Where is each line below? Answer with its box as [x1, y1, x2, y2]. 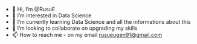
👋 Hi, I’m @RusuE [11, 6, 56, 12]
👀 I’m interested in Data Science [11, 12, 92, 19]
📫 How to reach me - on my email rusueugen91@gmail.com [11, 32, 162, 38]
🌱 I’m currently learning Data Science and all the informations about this [11, 18, 191, 25]
